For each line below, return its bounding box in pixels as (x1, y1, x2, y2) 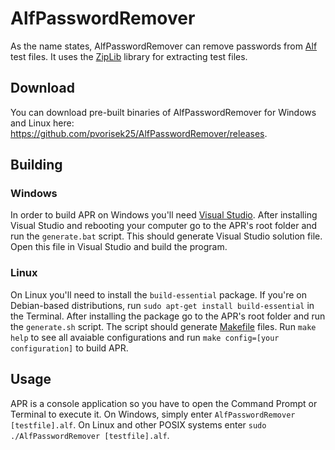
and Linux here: (10, 117, 75, 129)
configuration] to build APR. (10, 342, 129, 354)
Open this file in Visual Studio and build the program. (10, 241, 228, 253)
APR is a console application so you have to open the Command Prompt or (10, 397, 318, 409)
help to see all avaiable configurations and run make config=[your (10, 331, 280, 343)
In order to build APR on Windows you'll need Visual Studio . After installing (10, 209, 318, 221)
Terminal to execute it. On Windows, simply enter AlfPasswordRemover (10, 408, 296, 420)
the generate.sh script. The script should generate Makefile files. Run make (10, 320, 317, 332)
